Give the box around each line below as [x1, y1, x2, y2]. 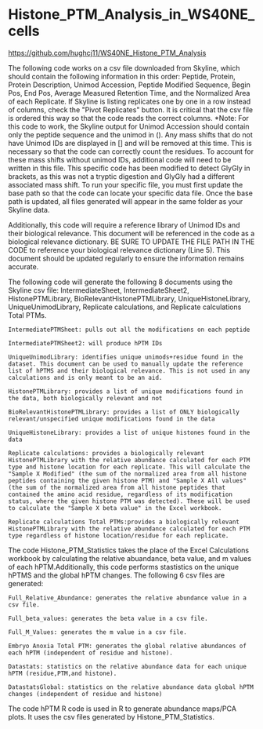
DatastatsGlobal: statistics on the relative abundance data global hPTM [8, 683, 254, 691]
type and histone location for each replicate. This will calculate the [8, 463, 250, 471]
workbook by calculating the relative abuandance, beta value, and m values [8, 553, 252, 563]
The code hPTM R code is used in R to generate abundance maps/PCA [8, 704, 237, 713]
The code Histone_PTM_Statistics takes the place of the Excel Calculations [8, 545, 249, 555]
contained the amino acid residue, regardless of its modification [8, 490, 233, 498]
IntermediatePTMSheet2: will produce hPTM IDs [8, 339, 163, 347]
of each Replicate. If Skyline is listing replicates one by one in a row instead [8, 97, 251, 106]
